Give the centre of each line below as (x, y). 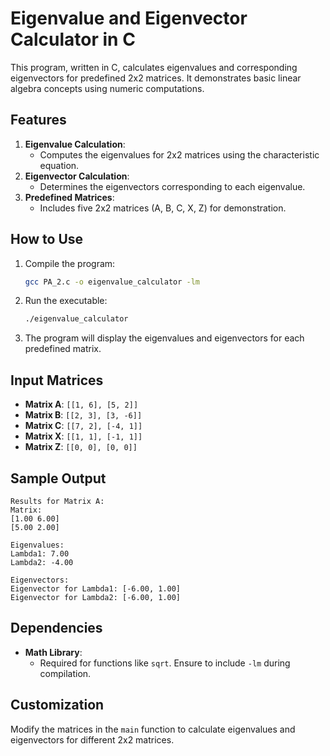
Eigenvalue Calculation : (75, 144)
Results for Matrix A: (57, 501)
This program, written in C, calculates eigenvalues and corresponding (154, 67)
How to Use (47, 239)
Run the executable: (66, 301)
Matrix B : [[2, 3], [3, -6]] (83, 415)
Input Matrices (57, 380)
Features (38, 120)
